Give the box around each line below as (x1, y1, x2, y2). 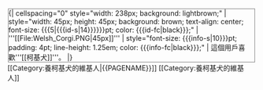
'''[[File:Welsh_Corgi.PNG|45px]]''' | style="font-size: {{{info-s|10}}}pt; (8, 34, 238, 42)
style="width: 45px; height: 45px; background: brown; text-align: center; (8, 17, 244, 26)
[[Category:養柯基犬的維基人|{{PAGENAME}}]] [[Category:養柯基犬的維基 (7, 63, 245, 73)
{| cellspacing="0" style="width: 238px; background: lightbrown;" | (8, 9, 227, 18)
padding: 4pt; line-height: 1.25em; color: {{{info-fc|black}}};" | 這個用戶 (8, 43, 239, 52)
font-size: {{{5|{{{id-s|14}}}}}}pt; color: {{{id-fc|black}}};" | (8, 25, 198, 34)
